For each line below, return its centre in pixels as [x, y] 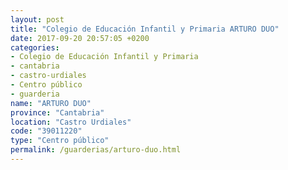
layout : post [37, 19]
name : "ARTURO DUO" [51, 103]
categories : [35, 47]
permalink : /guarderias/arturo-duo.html [96, 150]
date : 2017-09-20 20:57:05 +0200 [80, 38]
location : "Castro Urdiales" [71, 122]
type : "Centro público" [60, 141]
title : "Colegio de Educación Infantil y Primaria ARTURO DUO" [145, 29]
